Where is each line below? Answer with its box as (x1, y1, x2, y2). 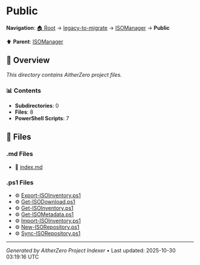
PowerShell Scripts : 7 (14, 115, 70, 122)
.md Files (6, 150, 33, 158)
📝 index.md (14, 163, 43, 170)
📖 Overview (6, 55, 50, 66)
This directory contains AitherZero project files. (6, 71, 122, 78)
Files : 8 (14, 108, 34, 116)
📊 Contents (6, 86, 42, 95)
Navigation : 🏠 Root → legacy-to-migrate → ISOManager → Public (6, 24, 170, 31)
